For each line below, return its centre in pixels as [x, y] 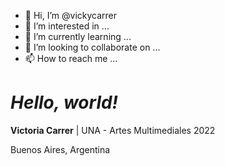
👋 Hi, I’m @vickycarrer [71, 15]
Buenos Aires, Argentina [60, 149]
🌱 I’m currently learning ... [78, 36]
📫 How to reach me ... [71, 58]
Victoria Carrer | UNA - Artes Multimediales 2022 [113, 130]
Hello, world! [64, 102]
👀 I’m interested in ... [67, 26]
